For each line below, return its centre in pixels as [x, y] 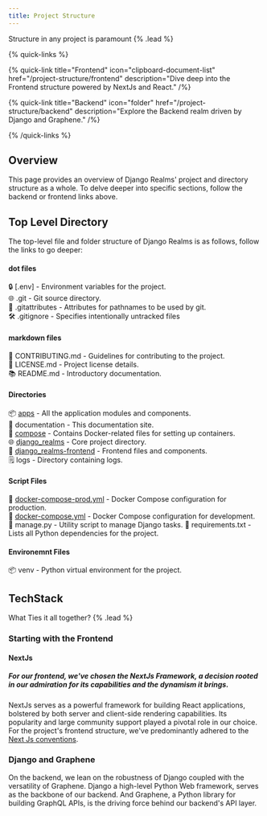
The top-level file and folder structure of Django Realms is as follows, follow [134, 241]
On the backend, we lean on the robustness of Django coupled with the [126, 777]
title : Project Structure [51, 16]
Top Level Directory [58, 222]
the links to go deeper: [45, 250]
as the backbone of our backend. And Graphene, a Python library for [122, 794]
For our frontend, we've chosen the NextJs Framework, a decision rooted [133, 676]
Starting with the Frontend [61, 638]
